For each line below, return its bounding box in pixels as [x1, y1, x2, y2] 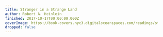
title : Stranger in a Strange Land [5, 7, 77, 12]
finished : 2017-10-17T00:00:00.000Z [5, 16, 79, 21]
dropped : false [5, 25, 36, 30]
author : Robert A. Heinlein [5, 12, 62, 16]
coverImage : [5, 20, 29, 25]
